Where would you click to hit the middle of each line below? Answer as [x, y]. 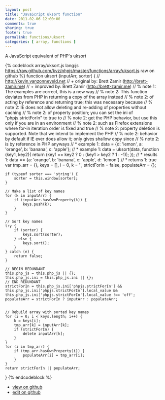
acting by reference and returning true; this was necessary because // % [79, 102]
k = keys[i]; [27, 321]
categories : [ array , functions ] [41, 42]
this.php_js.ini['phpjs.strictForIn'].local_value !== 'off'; [70, 295]
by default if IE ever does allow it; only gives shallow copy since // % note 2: [82, 139]
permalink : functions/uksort [35, 37]
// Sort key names [24, 221]
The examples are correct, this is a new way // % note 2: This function [76, 91]
